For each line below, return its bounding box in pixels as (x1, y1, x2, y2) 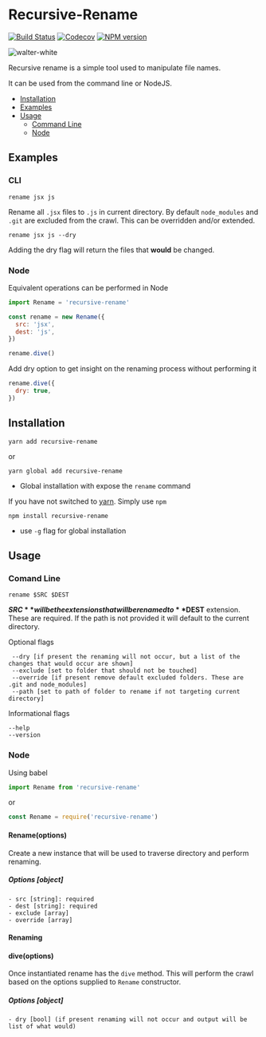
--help (8, 724, 30, 732)
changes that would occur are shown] (8, 660, 134, 668)
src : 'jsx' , (15, 320, 56, 328)
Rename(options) (8, 830, 68, 840)
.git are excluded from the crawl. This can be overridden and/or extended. (8, 216, 256, 225)
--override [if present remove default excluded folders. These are (11, 674, 244, 682)
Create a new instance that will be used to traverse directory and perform (8, 848, 249, 857)
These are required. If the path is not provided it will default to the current (8, 613, 249, 623)
